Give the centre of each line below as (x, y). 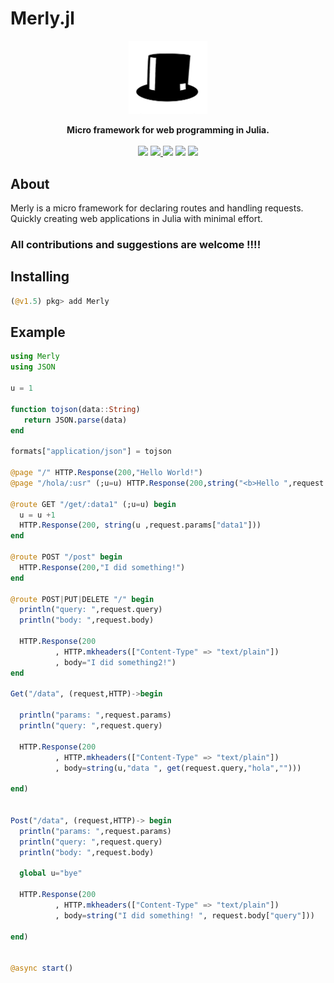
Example (38, 332)
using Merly (35, 357)
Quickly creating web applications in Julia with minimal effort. (136, 218)
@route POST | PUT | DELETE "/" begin (82, 599)
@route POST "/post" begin (66, 557)
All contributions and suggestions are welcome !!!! (136, 244)
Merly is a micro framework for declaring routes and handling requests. (157, 208)
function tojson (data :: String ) (75, 409)
